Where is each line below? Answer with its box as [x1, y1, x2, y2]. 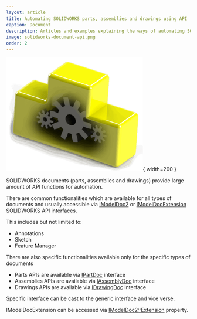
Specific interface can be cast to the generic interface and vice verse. [6, 295, 175, 302]
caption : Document [6, 22, 51, 28]
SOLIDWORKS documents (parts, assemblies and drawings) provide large [6, 177, 184, 184]
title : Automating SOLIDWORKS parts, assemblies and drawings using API [6, 15, 188, 22]
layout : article [6, 9, 46, 15]
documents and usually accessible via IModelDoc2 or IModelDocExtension [6, 201, 186, 208]
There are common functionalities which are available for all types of [6, 195, 172, 202]
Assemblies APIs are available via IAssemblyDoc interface [14, 277, 155, 284]
